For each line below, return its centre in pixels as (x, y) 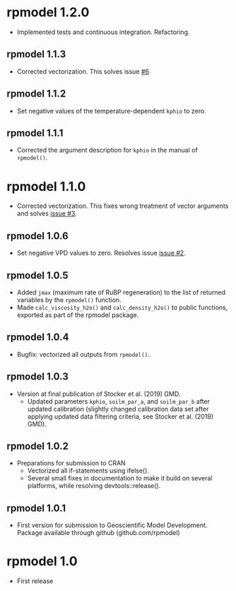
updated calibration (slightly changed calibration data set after (118, 409)
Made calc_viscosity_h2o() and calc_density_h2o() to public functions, (122, 307)
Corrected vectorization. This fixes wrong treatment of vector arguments (123, 206)
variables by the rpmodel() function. (69, 299)
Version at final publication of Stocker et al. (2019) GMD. (99, 394)
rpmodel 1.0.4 (38, 337)
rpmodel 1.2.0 (48, 12)
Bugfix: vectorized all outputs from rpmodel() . (83, 354)
